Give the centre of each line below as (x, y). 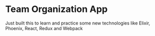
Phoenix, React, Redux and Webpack (44, 28)
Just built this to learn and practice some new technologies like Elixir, (78, 23)
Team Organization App (57, 9)
